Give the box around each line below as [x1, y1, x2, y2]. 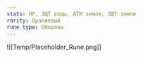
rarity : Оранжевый [6, 17, 61, 24]
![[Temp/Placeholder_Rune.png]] [6, 43, 101, 52]
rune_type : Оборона [6, 23, 64, 30]
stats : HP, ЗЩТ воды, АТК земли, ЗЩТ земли [6, 10, 137, 18]
